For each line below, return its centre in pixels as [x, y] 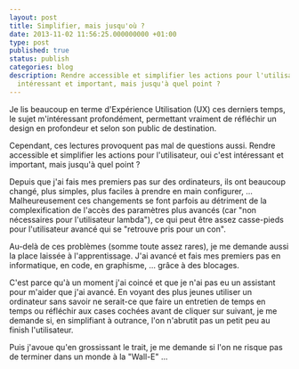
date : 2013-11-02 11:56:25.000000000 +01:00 [93, 34]
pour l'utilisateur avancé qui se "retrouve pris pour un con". [118, 229]
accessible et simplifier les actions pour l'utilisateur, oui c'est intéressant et [147, 155]
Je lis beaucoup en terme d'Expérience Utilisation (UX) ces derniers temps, [148, 109]
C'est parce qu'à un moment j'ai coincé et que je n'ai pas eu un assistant [142, 283]
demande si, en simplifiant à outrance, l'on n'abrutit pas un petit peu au [140, 320]
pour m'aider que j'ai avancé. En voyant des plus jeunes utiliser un [130, 291]
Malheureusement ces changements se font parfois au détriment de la [138, 201]
